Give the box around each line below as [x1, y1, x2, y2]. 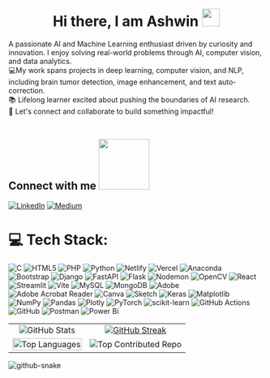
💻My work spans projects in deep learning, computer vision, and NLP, [8, 65, 245, 75]
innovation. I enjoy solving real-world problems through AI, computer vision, [8, 47, 262, 57]
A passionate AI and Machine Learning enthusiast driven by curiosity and [8, 39, 253, 49]
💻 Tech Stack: [8, 230, 109, 249]
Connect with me [8, 179, 97, 193]
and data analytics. [8, 56, 72, 66]
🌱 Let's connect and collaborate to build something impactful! [8, 106, 214, 116]
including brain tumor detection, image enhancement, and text [8, 77, 216, 87]
